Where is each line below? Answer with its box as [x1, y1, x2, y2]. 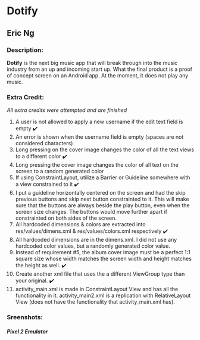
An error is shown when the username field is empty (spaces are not [15, 133, 184, 141]
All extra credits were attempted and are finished [7, 107, 127, 114]
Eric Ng [7, 28, 35, 38]
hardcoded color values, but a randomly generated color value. [15, 242, 170, 249]
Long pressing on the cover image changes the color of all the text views [15, 146, 195, 153]
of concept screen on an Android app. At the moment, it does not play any [7, 71, 189, 79]
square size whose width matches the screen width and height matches [15, 255, 192, 263]
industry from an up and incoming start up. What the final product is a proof [7, 65, 193, 73]
